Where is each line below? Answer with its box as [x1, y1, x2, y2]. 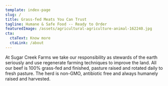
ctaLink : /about [10, 40, 44, 46]
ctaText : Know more [10, 36, 51, 41]
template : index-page [5, 7, 51, 13]
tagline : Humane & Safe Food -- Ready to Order [5, 21, 107, 27]
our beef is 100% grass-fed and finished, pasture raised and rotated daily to [5, 65, 163, 71]
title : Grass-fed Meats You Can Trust [5, 17, 87, 22]
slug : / [5, 12, 22, 17]
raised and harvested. [5, 75, 51, 81]
